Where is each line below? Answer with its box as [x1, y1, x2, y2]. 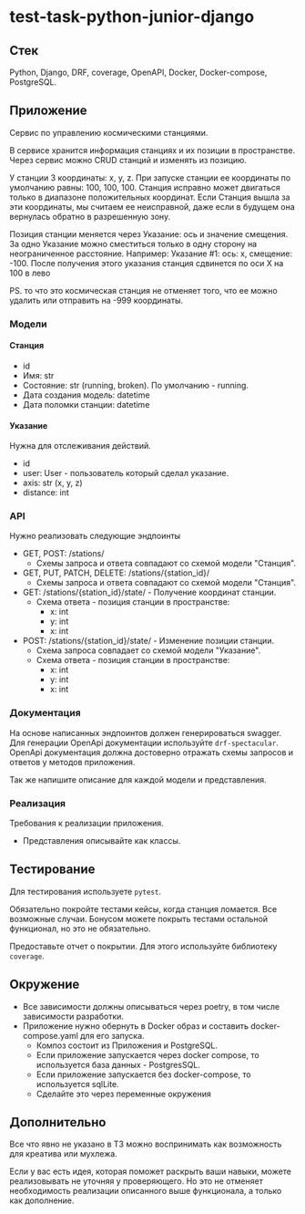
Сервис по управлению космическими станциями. [9, 127, 208, 138]
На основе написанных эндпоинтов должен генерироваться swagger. [9, 727, 282, 738]
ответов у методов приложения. [9, 756, 136, 767]
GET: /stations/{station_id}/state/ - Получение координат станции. [22, 586, 277, 598]
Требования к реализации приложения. [9, 818, 164, 829]
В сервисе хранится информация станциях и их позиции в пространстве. [9, 144, 296, 156]
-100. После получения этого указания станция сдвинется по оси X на [9, 257, 284, 268]
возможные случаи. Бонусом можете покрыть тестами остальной [9, 913, 269, 924]
